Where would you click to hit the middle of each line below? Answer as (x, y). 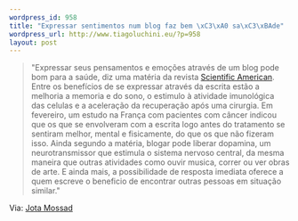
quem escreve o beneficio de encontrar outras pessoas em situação (156, 181)
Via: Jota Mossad (41, 208)
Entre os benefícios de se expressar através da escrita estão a (145, 86)
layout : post (33, 42)
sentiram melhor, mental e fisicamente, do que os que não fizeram (152, 134)
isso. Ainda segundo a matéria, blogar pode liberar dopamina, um (151, 143)
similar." (45, 191)
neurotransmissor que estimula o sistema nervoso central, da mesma (157, 153)
